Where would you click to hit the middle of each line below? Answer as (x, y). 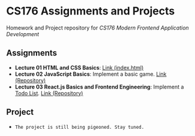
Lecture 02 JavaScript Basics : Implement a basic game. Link (91, 74)
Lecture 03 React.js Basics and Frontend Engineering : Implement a (99, 87)
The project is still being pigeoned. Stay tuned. (79, 127)
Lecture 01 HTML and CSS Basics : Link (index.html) (79, 67)
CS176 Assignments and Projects (91, 11)
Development (23, 34)
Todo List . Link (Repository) (49, 93)
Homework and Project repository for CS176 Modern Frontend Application (97, 28)
